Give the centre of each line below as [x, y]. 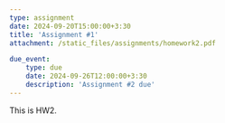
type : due [44, 68]
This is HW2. [33, 110]
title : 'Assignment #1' [54, 34]
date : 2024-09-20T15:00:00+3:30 [70, 26]
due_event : [30, 60]
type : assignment [42, 18]
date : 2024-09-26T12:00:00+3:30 [86, 76]
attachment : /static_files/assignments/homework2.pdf [113, 43]
